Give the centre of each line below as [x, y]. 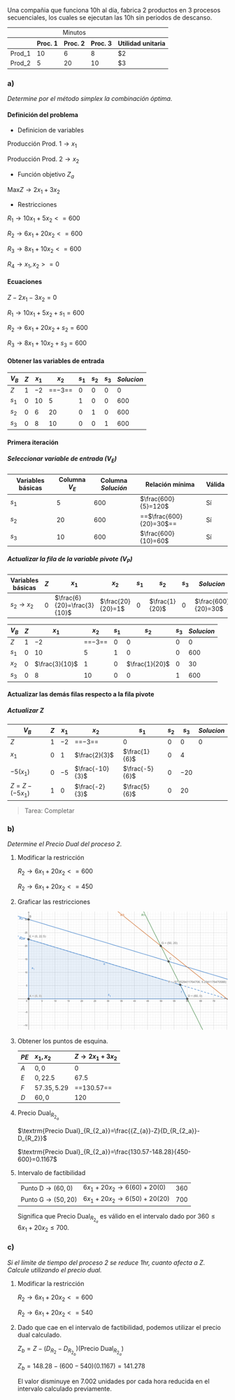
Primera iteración [33, 442]
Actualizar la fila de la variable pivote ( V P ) [70, 560]
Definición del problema [43, 114]
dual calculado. [39, 1335]
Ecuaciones [25, 282]
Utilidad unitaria [142, 43]
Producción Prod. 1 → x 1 [42, 145]
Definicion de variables [50, 130]
